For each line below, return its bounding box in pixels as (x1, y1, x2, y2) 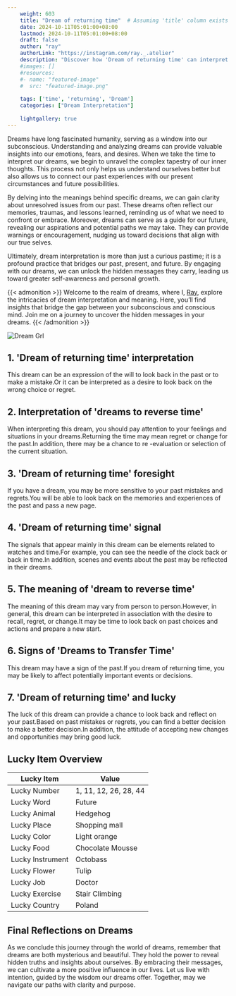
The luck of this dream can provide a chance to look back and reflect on (7, 710, 217, 719)
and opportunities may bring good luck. (7, 732, 122, 741)
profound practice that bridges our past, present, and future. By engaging (7, 259, 221, 268)
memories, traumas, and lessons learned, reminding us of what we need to (7, 208, 225, 216)
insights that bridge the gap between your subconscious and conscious (7, 302, 216, 311)
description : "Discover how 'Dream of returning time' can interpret (20, 56, 229, 63)
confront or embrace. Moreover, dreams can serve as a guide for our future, (7, 216, 228, 224)
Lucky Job (11, 878, 46, 887)
